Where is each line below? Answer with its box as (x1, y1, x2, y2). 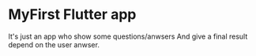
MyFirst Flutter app (8, 6, 137, 24)
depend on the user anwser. (8, 39, 100, 49)
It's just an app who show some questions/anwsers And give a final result (8, 32, 248, 41)
